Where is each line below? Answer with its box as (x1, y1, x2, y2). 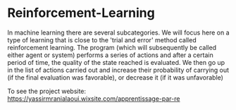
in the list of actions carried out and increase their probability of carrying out (7, 66, 230, 74)
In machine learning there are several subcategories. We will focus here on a (7, 28, 230, 37)
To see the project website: (7, 87, 87, 95)
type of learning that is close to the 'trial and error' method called (7, 35, 197, 44)
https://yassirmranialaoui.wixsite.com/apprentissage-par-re (7, 94, 180, 103)
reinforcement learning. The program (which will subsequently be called (7, 43, 217, 51)
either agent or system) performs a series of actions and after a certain (7, 51, 213, 59)
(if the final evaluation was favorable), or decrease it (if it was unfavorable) (7, 73, 224, 82)
